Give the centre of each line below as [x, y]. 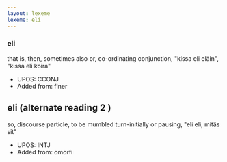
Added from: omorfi [45, 152]
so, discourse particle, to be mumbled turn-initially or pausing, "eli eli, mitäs [113, 124]
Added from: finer [42, 86]
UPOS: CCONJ [38, 79]
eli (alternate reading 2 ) [59, 108]
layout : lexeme [29, 13]
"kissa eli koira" [29, 66]
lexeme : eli [24, 20]
